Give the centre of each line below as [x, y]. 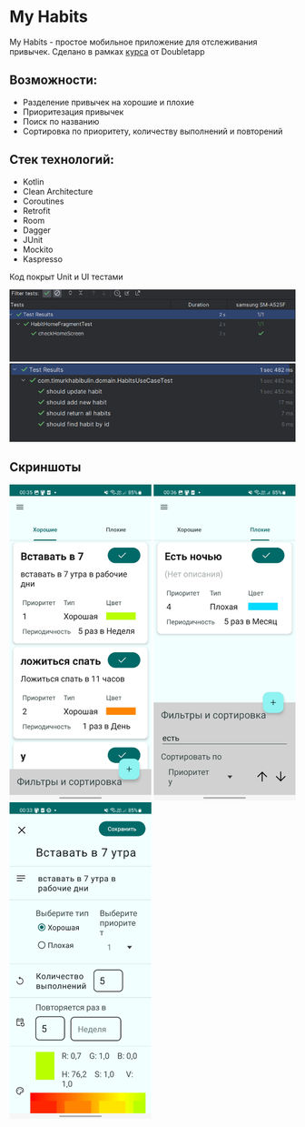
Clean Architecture [58, 191]
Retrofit [36, 210]
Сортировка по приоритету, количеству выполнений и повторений [152, 131]
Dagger [37, 230]
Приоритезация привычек [73, 112]
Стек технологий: [62, 160]
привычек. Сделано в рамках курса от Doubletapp [107, 51]
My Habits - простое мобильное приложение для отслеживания [133, 42]
